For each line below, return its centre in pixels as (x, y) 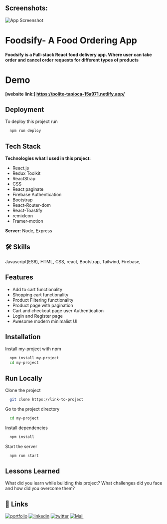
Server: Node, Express (29, 231)
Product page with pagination (43, 305)
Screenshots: (27, 8)
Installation (23, 337)
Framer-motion (28, 221)
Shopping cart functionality (40, 295)
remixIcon (23, 216)
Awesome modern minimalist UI (45, 321)
